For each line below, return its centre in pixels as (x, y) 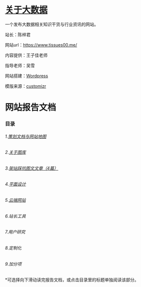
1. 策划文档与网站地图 (26, 136)
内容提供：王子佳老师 (26, 55)
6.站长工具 (16, 216)
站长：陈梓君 (18, 34)
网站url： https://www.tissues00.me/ (41, 45)
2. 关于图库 (16, 152)
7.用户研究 (15, 232)
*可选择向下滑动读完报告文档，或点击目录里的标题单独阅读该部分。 (72, 280)
